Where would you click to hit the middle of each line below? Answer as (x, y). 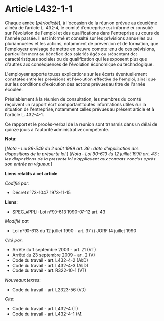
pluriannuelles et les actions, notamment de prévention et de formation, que (82, 43)
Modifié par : (18, 221)
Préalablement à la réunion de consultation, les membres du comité (73, 99)
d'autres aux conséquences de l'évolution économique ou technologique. (79, 64)
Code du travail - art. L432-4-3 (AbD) (50, 265)
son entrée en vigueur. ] (29, 164)
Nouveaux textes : (23, 280)
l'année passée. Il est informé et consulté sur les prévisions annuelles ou (79, 38)
